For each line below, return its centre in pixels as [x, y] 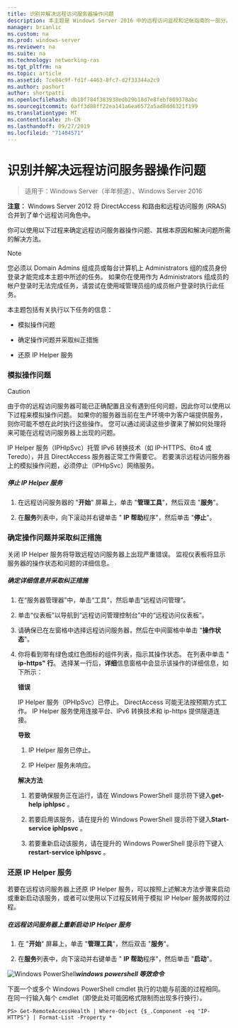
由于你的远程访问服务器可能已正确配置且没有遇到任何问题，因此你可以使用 [116, 406]
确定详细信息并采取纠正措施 [48, 580]
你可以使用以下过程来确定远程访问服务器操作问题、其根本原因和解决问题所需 [119, 230]
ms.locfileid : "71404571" [45, 133]
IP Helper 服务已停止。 [61, 750]
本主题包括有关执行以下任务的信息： [60, 310]
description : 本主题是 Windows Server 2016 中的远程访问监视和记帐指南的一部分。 [119, 21]
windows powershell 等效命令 [120, 974]
